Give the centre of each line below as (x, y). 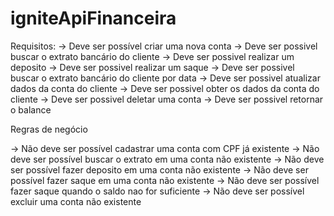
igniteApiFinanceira (93, 18)
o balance (31, 109)
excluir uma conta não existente (76, 201)
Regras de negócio (49, 129)
